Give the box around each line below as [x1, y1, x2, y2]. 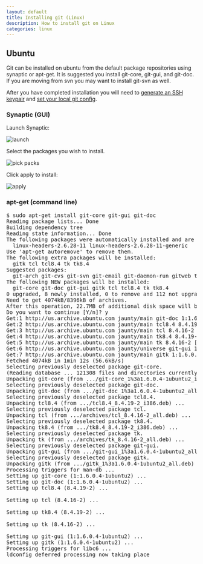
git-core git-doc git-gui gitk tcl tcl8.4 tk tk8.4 [12, 284, 169, 291]
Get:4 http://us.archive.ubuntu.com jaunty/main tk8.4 [6, 333, 172, 340]
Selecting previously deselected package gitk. [6, 454, 150, 461]
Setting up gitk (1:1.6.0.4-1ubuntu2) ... [6, 539, 134, 546]
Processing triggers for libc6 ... [6, 545, 112, 552]
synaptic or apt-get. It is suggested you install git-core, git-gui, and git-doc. [6, 71, 195, 78]
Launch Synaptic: [6, 124, 50, 131]
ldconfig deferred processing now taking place [6, 551, 150, 558]
